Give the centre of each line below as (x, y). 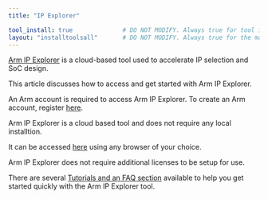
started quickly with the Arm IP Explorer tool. (82, 186)
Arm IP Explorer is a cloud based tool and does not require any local (120, 123)
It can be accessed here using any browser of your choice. (105, 147)
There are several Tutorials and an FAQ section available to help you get (126, 178)
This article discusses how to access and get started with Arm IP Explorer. (130, 84)
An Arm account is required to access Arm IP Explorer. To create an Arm (127, 99)
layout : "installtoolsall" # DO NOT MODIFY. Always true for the (130, 37)
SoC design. (28, 68)
